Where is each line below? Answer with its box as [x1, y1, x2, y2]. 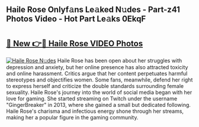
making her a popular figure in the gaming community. [6, 114, 139, 121]
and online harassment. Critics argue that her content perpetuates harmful [6, 70, 188, 77]
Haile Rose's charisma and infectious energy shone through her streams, [6, 108, 184, 115]
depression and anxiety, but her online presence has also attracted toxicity [6, 64, 188, 70]
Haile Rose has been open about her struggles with [57, 57, 182, 64]
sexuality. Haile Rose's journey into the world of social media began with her [6, 89, 192, 96]
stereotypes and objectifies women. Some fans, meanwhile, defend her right [6, 76, 193, 83]
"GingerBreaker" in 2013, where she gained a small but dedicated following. [6, 102, 191, 108]
